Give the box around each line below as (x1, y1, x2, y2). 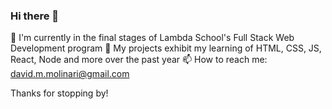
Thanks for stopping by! (10, 87, 109, 99)
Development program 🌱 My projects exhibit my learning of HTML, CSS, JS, (10, 42, 322, 54)
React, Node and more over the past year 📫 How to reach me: (10, 54, 268, 66)
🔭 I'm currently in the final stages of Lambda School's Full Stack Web (10, 32, 295, 44)
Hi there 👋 (10, 9, 60, 23)
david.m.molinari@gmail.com (10, 68, 130, 80)
